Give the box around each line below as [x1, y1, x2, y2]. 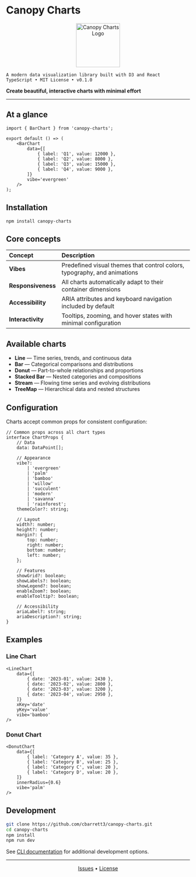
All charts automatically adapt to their [61, 278, 164, 286]
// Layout [16, 516, 41, 522]
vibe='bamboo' [16, 712, 51, 718]
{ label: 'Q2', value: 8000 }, [37, 156, 114, 162]
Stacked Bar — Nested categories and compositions [14, 373, 141, 381]
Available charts [6, 339, 66, 349]
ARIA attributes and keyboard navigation [61, 295, 172, 303]
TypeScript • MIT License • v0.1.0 [6, 77, 93, 83]
